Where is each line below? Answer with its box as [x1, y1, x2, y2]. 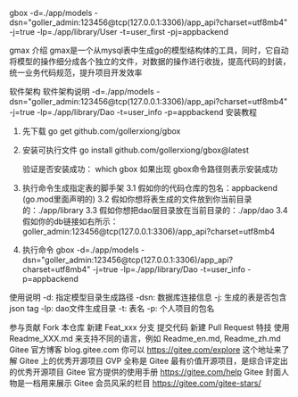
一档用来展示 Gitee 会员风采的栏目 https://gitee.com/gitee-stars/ [24, 378, 261, 388]
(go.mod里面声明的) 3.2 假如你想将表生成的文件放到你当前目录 [21, 194, 252, 204]
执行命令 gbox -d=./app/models [21, 244, 140, 255]
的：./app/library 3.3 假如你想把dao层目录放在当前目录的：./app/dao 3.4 [21, 205, 288, 215]
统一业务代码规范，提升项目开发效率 [9, 67, 143, 78]
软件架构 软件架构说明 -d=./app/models [9, 87, 154, 96]
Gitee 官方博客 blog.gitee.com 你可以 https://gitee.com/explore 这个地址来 [9, 344, 282, 355]
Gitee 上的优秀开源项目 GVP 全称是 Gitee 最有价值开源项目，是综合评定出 [19, 356, 288, 366]
